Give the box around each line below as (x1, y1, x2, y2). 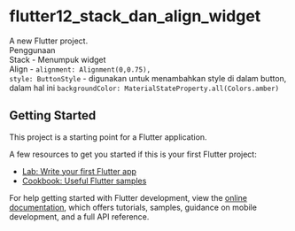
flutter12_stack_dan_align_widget (9, 6, 261, 27)
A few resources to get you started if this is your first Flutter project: (9, 149, 257, 159)
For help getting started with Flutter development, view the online (9, 192, 248, 203)
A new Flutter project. (9, 35, 89, 46)
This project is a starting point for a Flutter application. (9, 131, 207, 142)
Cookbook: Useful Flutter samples (21, 175, 147, 186)
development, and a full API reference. (9, 211, 150, 222)
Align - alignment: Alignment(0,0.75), (9, 64, 151, 74)
